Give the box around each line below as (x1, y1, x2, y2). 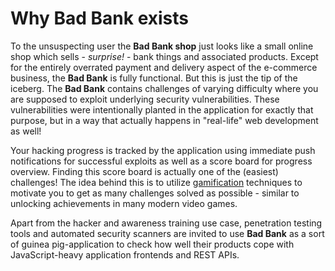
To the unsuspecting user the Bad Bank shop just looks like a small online (10, 40, 314, 52)
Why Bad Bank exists (10, 7, 190, 30)
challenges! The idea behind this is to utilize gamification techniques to (10, 176, 303, 188)
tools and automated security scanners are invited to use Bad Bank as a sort (10, 227, 325, 239)
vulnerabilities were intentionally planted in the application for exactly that (10, 103, 314, 116)
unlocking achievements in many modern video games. (10, 197, 238, 209)
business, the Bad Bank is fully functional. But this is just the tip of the (10, 72, 298, 84)
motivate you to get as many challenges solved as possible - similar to (10, 187, 300, 199)
